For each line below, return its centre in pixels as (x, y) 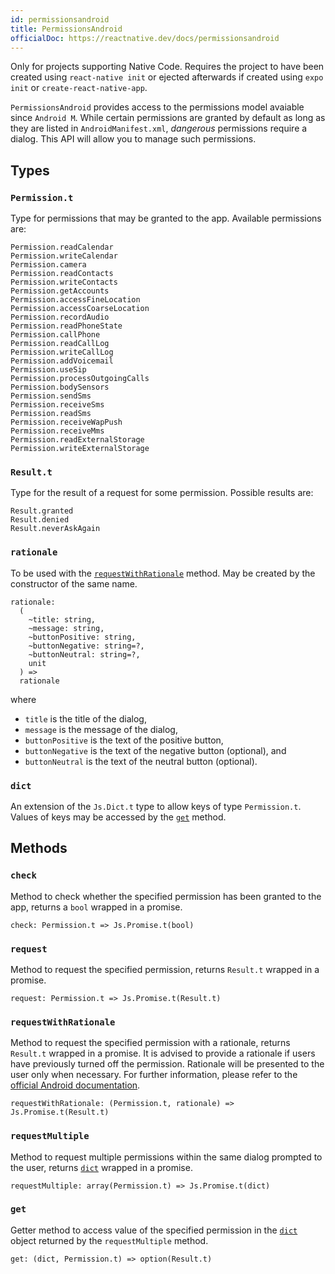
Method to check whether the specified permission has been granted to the (166, 896)
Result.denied (40, 520)
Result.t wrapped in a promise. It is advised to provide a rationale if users (163, 1053)
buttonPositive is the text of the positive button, (124, 740)
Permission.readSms (51, 414)
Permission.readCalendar (62, 247)
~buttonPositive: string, (82, 637)
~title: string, (62, 619)
